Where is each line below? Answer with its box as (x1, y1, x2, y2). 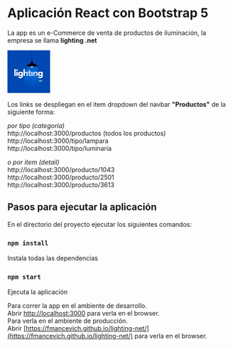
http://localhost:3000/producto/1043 (7, 165, 115, 173)
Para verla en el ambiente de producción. (7, 316, 128, 325)
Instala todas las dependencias (7, 254, 98, 262)
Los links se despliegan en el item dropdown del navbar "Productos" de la (7, 100, 226, 108)
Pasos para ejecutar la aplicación (7, 201, 158, 213)
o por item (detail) (7, 158, 60, 166)
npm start (7, 272, 41, 281)
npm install (7, 239, 49, 247)
